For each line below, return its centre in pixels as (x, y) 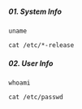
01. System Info (35, 11)
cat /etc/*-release (41, 45)
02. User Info (31, 63)
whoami (19, 83)
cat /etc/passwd (36, 97)
